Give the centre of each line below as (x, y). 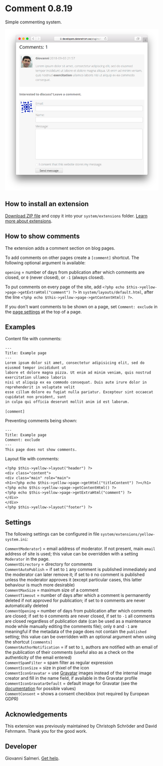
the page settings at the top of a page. (43, 312)
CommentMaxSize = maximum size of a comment (52, 590)
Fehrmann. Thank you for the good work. (46, 731)
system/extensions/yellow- (128, 534)
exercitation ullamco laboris (36, 378)
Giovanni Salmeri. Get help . (32, 758)
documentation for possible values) (41, 688)
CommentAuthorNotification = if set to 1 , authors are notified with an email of (81, 647)
